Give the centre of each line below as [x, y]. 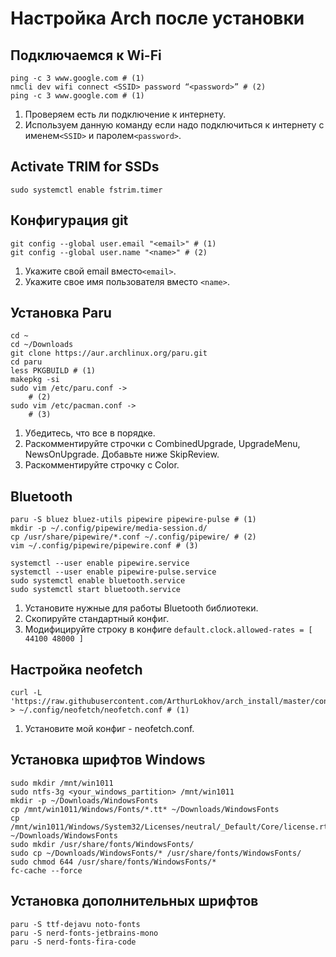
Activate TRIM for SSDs [85, 167]
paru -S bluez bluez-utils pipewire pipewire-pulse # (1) [133, 520]
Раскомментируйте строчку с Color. [102, 465]
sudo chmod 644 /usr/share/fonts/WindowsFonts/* [113, 862]
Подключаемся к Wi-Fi [86, 55]
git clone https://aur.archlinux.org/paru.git [109, 353]
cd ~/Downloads [42, 345]
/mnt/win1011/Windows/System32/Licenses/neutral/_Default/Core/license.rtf [171, 827]
